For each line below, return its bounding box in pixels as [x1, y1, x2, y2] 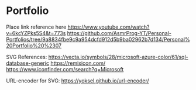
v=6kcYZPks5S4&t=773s [6, 29, 66, 36]
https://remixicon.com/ [50, 60, 106, 67]
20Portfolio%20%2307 [6, 42, 62, 49]
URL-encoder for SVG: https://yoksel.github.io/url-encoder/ [6, 77, 149, 84]
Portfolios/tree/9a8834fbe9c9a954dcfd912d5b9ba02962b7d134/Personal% [6, 36, 190, 43]
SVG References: [6, 53, 47, 60]
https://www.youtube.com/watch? [67, 23, 150, 30]
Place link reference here [6, 23, 67, 30]
